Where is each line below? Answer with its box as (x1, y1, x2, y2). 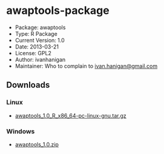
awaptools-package (6, 4, 110, 18)
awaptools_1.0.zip (15, 141, 59, 148)
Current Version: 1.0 (15, 36, 65, 44)
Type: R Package (15, 30, 57, 37)
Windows (6, 127, 35, 135)
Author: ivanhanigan (15, 56, 66, 63)
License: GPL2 (15, 49, 51, 56)
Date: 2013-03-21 (15, 43, 59, 50)
